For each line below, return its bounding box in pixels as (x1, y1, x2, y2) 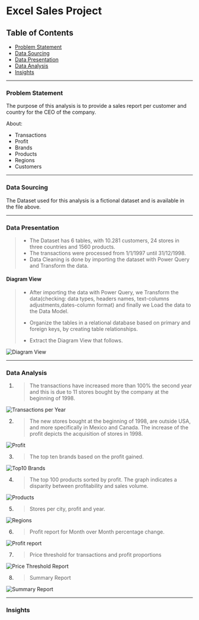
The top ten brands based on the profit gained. (29, 453, 144, 460)
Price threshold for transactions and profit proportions (29, 551, 162, 558)
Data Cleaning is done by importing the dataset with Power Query (29, 256, 190, 263)
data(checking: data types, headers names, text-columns (29, 295, 170, 303)
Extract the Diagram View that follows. (29, 337, 123, 344)
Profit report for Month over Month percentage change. (29, 528, 165, 535)
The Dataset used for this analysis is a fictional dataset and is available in (6, 197, 185, 204)
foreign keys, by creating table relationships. (29, 326, 138, 333)
